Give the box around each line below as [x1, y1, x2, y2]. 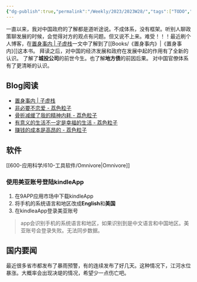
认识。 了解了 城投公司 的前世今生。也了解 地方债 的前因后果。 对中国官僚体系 [6, 54, 189, 61]
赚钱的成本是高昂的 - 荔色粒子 [14, 126, 87, 133]
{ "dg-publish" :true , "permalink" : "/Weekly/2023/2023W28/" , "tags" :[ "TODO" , [6, 8, 191, 15]
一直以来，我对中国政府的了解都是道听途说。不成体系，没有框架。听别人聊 [6, 25, 186, 32]
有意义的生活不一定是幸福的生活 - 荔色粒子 [14, 119, 118, 126]
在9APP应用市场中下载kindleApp [14, 192, 94, 200]
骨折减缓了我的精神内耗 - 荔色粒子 [14, 112, 98, 119]
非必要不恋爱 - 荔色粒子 [14, 105, 72, 112]
